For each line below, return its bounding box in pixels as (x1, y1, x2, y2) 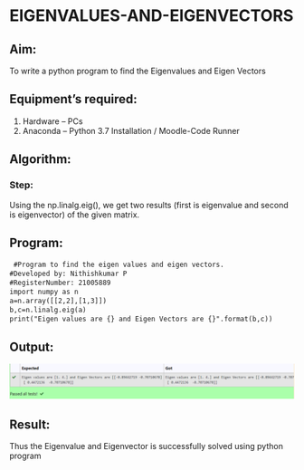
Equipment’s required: (9, 91, 138, 107)
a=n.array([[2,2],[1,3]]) (9, 296, 107, 306)
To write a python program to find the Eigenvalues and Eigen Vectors (9, 65, 267, 76)
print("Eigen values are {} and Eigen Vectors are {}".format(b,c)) (9, 314, 273, 324)
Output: (9, 339, 54, 354)
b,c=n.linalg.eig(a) (9, 305, 88, 315)
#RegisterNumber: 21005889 (9, 278, 111, 288)
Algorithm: (9, 151, 71, 168)
